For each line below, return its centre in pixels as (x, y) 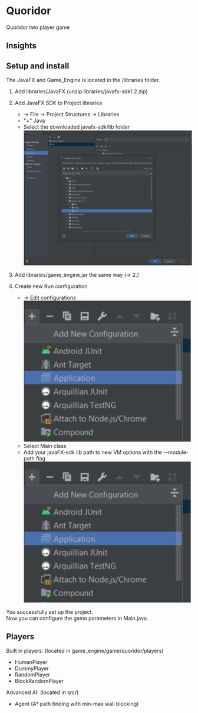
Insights (22, 46)
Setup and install (38, 66)
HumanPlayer (31, 662)
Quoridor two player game (38, 27)
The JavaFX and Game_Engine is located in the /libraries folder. (83, 80)
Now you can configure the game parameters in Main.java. (77, 618)
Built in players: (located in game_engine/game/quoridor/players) (85, 651)
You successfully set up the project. (49, 611)
